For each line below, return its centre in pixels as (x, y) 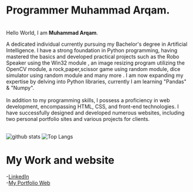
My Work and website (60, 161)
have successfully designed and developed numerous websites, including (95, 113)
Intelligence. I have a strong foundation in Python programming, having (92, 50)
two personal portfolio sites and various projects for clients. (78, 119)
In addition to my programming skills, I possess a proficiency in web (88, 100)
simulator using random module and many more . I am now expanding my (95, 75)
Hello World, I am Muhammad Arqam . (52, 32)
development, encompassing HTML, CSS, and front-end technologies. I (92, 106)
